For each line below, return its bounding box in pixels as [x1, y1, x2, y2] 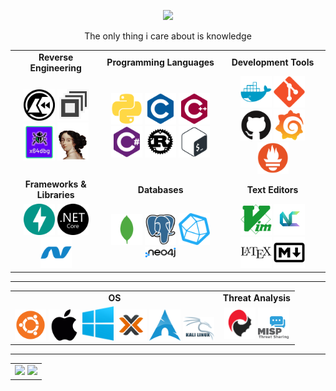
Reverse [38, 51, 74, 63]
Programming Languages [106, 56, 215, 69]
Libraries [36, 189, 75, 201]
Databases [137, 183, 184, 195]
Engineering [29, 61, 82, 74]
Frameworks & [24, 178, 87, 190]
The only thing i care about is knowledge [84, 30, 252, 42]
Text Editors [246, 183, 299, 195]
